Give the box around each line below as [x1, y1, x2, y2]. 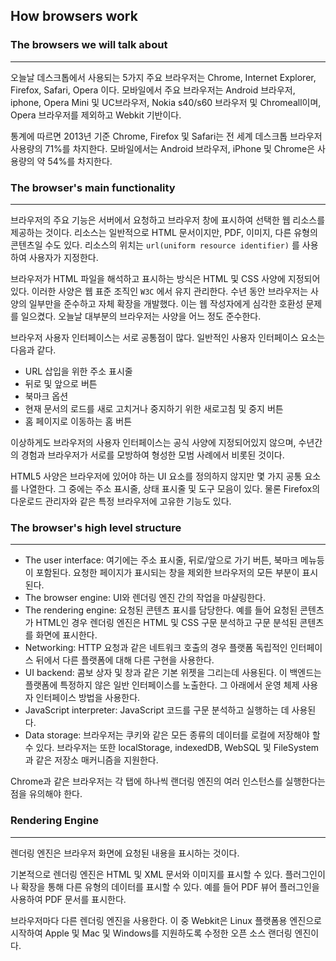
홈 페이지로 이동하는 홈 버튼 [24, 415, 133, 427]
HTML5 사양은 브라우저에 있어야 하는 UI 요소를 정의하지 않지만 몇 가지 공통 [10, 470, 303, 482]
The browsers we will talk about [10, 38, 168, 52]
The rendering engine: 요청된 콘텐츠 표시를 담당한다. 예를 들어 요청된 [24, 604, 298, 616]
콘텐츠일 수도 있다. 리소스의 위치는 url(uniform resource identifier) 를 [10, 239, 300, 251]
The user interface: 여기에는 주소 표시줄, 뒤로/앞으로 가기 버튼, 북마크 [24, 554, 299, 566]
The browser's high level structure [10, 520, 182, 534]
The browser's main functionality [10, 180, 176, 194]
